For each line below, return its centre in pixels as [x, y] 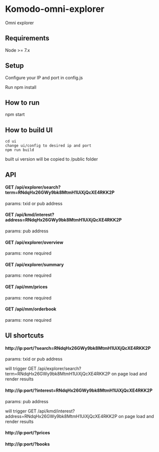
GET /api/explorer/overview [34, 242]
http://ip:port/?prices [28, 433]
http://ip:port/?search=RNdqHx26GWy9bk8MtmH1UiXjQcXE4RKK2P [78, 348]
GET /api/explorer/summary [35, 264]
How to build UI [29, 130]
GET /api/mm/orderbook [31, 309]
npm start [15, 114]
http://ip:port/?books [28, 444]
